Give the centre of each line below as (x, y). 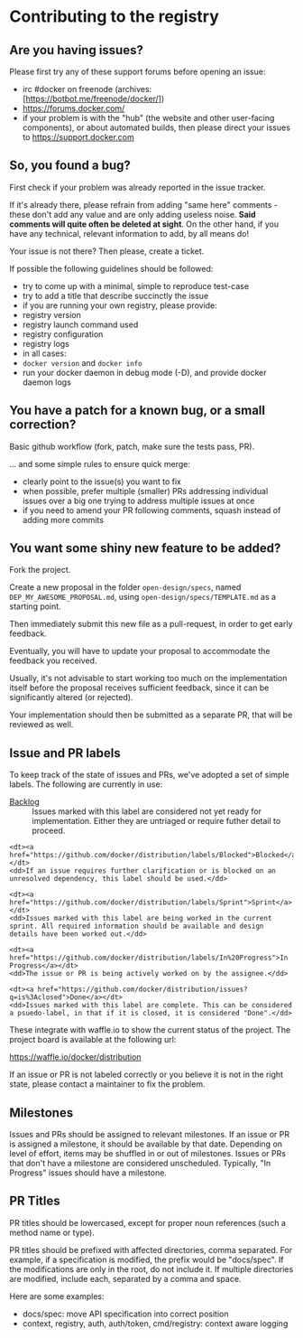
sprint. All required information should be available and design (137, 926)
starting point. (35, 606)
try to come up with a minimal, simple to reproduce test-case (136, 285)
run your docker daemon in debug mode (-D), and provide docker (145, 372)
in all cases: (44, 353)
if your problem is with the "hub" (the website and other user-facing (148, 118)
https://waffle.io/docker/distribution (75, 1057)
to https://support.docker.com (78, 137)
